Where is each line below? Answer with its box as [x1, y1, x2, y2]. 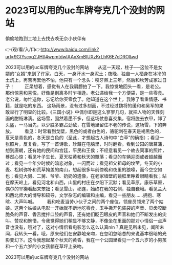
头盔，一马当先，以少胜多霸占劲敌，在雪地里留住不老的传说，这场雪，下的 [5, 121, 162, 128]
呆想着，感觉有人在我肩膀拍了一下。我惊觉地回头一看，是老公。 [29, 83, 164, 90]
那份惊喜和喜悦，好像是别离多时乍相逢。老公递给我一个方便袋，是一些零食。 [5, 90, 167, 96]
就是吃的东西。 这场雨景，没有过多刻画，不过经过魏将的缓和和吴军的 [14, 102, 159, 108]
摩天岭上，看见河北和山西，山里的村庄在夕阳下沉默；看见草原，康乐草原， [9, 179, 167, 185]
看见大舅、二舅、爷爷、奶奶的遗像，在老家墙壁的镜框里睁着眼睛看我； [14, 172, 162, 179]
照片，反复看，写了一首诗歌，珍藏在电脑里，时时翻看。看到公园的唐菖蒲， [9, 141, 167, 147]
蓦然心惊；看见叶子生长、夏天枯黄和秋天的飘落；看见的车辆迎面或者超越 [5, 153, 158, 160]
